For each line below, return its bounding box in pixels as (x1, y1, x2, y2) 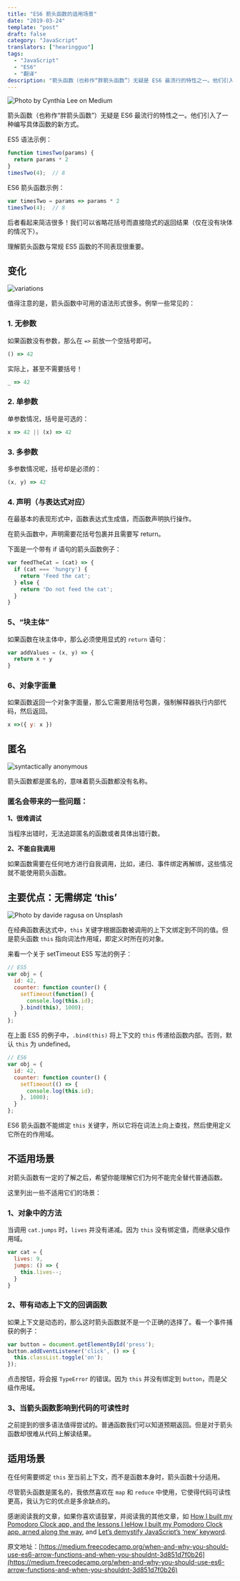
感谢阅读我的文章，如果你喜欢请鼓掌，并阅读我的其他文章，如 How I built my (7, 1512, 233, 1521)
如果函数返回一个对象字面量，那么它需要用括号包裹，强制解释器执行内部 (7, 698, 220, 707)
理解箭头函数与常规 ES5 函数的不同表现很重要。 (7, 242, 148, 251)
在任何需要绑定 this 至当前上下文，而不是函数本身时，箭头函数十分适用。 (7, 1472, 224, 1482)
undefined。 (38, 1040, 75, 1048)
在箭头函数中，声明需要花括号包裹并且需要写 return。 (7, 530, 165, 538)
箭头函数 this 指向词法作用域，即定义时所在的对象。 (13, 935, 168, 943)
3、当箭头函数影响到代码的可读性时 (7, 1403, 130, 1413)
